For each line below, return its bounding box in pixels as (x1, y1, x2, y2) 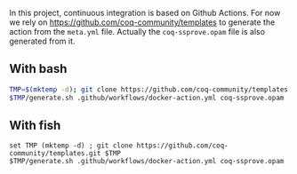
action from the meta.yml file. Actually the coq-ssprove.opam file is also (9, 27, 265, 36)
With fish (9, 117, 61, 132)
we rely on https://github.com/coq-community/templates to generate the (9, 17, 276, 28)
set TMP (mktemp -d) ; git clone (9, 141, 133, 150)
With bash (9, 61, 68, 76)
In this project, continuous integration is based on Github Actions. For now (9, 8, 281, 18)
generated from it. (9, 36, 76, 46)
